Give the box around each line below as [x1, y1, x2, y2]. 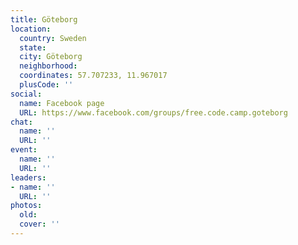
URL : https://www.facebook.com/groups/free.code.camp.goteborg [19, 107, 288, 118]
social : [10, 89, 43, 99]
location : [10, 24, 52, 34]
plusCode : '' [19, 80, 74, 90]
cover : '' [19, 219, 60, 230]
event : [10, 145, 38, 155]
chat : [10, 117, 33, 127]
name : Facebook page [19, 98, 105, 108]
